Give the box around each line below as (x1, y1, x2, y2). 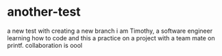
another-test (7, 4, 81, 20)
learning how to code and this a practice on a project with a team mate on (7, 33, 215, 42)
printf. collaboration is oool (7, 41, 83, 49)
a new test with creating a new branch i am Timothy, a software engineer (7, 27, 213, 35)
